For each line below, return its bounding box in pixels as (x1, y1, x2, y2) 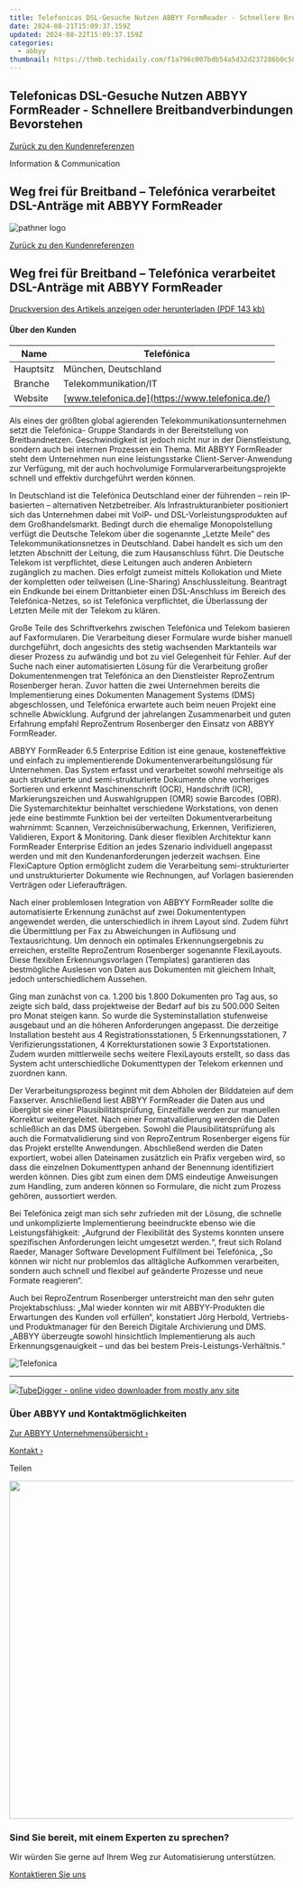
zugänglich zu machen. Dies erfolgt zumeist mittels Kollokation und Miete (9, 566, 282, 577)
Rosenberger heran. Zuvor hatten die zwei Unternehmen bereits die (9, 680, 261, 691)
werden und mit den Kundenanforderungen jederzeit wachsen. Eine (9, 850, 261, 861)
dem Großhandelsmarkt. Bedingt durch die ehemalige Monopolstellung (9, 518, 273, 529)
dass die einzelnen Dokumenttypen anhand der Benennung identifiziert (9, 1161, 274, 1172)
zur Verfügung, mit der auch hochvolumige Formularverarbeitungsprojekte (9, 463, 287, 473)
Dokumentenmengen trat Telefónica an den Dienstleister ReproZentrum (9, 670, 275, 681)
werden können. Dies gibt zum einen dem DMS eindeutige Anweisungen (9, 1171, 279, 1182)
